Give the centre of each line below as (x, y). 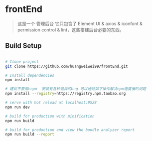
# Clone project (22, 62)
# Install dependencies (30, 75)
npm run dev (17, 107)
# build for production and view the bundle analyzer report (70, 130)
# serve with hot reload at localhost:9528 (51, 103)
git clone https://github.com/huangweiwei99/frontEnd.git (67, 66)
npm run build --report (30, 135)
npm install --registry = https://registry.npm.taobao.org (66, 94)
